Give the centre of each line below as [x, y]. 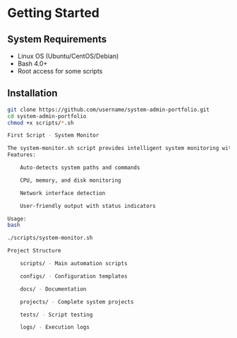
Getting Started [54, 13]
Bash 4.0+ [32, 64]
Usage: [17, 218]
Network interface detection [63, 193]
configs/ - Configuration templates [74, 276]
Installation [32, 93]
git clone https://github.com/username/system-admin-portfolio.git [109, 110]
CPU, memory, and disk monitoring [71, 180]
